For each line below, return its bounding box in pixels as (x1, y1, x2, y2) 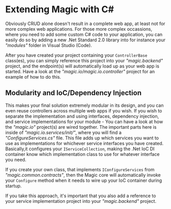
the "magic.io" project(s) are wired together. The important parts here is (5, 124, 157, 130)
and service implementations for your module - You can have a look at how (5, 119, 163, 125)
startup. (5, 182, 22, 189)
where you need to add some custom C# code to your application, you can (5, 31, 163, 37)
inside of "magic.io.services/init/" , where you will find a (5, 129, 121, 135)
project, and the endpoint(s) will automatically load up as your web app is (5, 63, 160, 69)
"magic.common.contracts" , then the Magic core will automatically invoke (5, 172, 161, 178)
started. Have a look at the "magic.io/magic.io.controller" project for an (5, 68, 155, 75)
